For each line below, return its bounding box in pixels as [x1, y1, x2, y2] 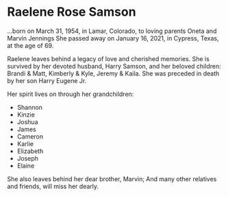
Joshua [16, 117, 38, 126]
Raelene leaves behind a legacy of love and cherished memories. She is [7, 54, 210, 62]
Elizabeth [16, 147, 44, 155]
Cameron [16, 132, 44, 141]
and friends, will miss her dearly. [7, 182, 99, 190]
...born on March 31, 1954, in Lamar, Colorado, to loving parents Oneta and [7, 27, 217, 35]
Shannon [16, 103, 43, 111]
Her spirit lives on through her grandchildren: [7, 90, 134, 98]
